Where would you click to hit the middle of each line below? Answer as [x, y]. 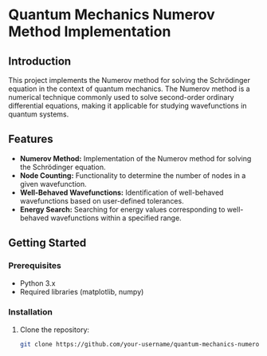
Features [31, 139]
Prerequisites [35, 266]
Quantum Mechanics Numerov [112, 15]
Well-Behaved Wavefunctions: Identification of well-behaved [122, 192]
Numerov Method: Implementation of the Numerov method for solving [135, 158]
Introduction [40, 61]
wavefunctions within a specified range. [116, 218]
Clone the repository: [55, 330]
